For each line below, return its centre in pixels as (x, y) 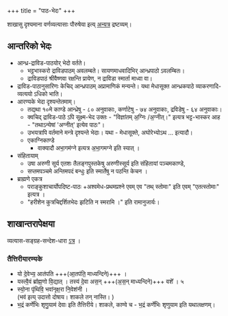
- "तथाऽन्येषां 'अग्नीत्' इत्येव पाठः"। (66, 124)
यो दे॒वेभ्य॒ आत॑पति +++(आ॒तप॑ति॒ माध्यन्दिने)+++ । (72, 273)
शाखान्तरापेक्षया (31, 224)
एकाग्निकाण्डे (41, 140)
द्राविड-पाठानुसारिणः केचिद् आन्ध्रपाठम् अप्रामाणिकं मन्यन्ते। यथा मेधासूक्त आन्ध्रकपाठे (105, 86)
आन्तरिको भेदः (29, 46)
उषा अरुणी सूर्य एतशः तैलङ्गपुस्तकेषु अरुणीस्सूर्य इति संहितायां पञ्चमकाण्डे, (106, 163)
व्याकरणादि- (208, 86)
